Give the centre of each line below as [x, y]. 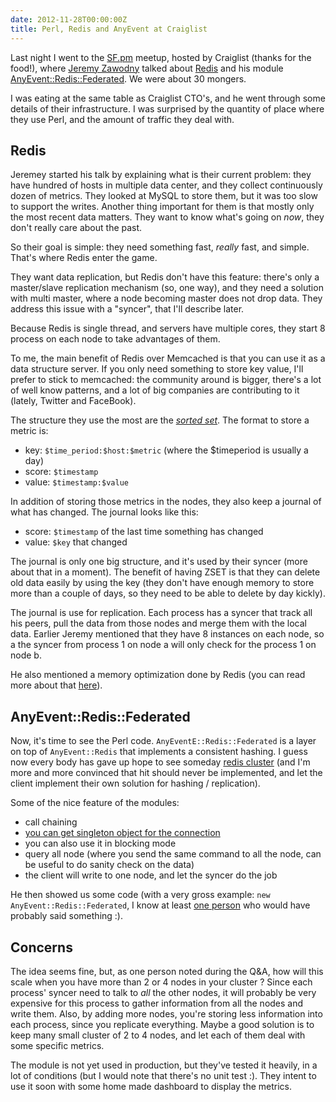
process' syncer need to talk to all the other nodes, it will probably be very [163, 992]
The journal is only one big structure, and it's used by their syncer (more [159, 562]
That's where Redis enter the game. [84, 258]
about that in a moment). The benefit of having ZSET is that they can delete [165, 572]
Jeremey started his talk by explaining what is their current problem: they [161, 175]
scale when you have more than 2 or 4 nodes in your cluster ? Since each [161, 982]
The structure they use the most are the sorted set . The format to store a [160, 420]
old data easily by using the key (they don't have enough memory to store [162, 583]
